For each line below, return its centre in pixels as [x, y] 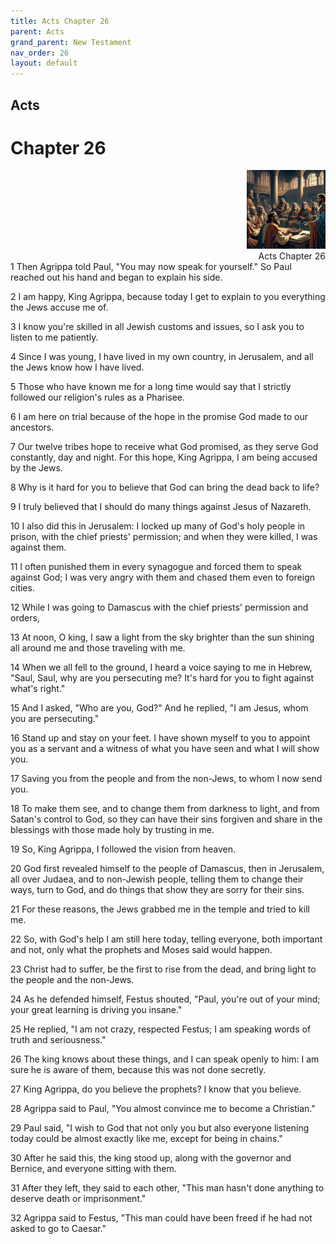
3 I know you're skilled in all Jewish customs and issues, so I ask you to [157, 327]
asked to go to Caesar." [58, 1229]
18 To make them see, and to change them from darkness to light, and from [165, 809]
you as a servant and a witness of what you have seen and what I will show [165, 749]
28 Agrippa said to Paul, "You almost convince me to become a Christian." [163, 1109]
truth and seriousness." [58, 1040]
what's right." [38, 689]
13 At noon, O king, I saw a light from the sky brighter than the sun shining [162, 637]
